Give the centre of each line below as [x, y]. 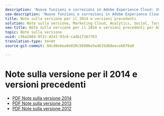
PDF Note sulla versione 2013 [42, 103]
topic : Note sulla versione [34, 32]
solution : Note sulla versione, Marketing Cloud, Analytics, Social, [77, 23]
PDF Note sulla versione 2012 [42, 108]
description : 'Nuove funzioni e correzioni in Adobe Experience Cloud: [79, 10]
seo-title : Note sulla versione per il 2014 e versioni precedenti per [79, 28]
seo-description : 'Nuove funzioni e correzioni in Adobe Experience [76, 14]
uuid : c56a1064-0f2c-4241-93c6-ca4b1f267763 [51, 37]
